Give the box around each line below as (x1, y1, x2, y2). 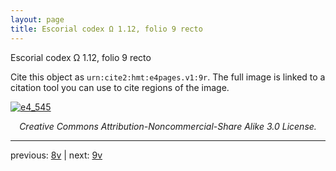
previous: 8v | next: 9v (10, 149, 103, 161)
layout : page (10, 14, 65, 25)
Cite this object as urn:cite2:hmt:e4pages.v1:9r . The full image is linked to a (10, 71, 326, 83)
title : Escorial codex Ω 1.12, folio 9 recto (10, 24, 203, 34)
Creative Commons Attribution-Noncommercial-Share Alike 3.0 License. (19, 120, 317, 132)
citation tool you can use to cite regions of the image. (10, 81, 230, 93)
